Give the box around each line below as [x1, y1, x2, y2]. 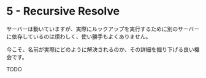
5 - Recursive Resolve [6, 4, 120, 18]
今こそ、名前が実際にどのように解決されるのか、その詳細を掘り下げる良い [6, 46, 194, 53]
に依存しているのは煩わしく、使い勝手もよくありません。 [6, 32, 151, 40]
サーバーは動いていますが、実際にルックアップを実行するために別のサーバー [6, 25, 200, 32]
